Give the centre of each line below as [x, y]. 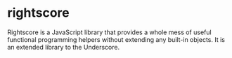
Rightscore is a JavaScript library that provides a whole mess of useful [110, 32]
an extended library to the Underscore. [64, 47]
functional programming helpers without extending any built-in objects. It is [116, 39]
